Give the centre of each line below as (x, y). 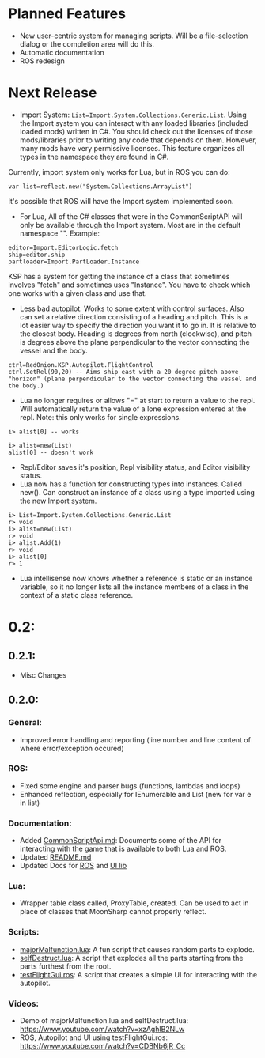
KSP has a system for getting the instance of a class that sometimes (119, 276)
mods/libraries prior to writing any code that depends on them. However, (138, 140)
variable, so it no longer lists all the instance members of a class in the (134, 587)
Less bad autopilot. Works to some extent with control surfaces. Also (132, 308)
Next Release (53, 93)
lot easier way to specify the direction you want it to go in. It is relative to (138, 325)
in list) (30, 803)
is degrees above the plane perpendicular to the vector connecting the (135, 342)
